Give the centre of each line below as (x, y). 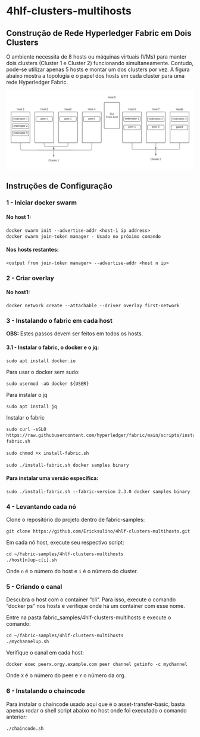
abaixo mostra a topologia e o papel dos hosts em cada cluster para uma (96, 76)
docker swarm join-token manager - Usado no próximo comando (84, 236)
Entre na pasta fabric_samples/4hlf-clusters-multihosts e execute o (89, 617)
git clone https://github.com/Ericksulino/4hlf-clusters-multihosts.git (98, 531)
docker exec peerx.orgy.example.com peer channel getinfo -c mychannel (97, 665)
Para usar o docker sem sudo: (43, 372)
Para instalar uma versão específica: (52, 478)
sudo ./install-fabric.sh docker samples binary (68, 465)
